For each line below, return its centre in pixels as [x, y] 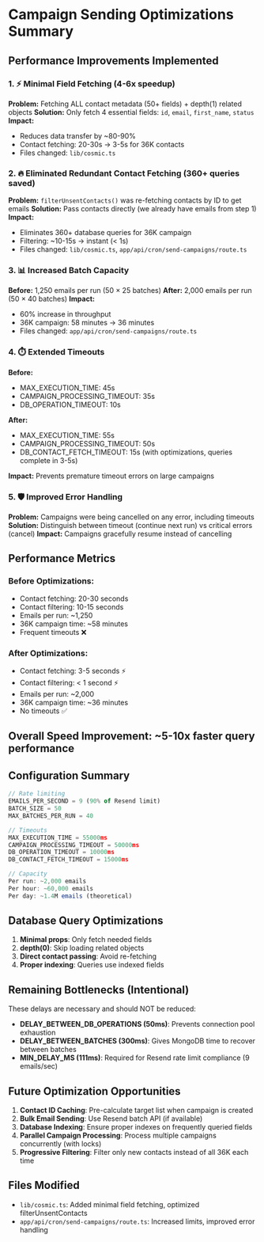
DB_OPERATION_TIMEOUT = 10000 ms [61, 853]
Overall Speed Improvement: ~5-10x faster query [132, 737]
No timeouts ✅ [43, 711]
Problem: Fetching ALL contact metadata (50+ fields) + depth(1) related [125, 104]
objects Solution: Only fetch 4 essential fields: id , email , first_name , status [131, 112]
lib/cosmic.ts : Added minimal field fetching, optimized [109, 1204]
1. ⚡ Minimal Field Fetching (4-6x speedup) [92, 83]
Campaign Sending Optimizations [121, 15]
